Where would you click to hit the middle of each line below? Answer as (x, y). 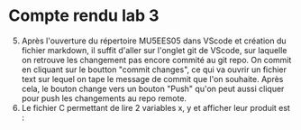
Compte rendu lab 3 (84, 16)
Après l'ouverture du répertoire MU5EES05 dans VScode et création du (154, 41)
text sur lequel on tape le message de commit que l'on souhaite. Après (152, 79)
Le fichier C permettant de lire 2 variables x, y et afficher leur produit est (155, 107)
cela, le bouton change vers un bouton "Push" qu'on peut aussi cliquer (153, 88)
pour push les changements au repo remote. (104, 98)
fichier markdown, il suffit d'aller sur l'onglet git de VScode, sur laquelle (154, 50)
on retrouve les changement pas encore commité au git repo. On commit (156, 60)
